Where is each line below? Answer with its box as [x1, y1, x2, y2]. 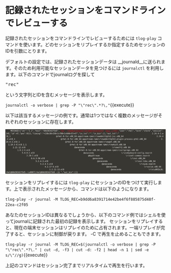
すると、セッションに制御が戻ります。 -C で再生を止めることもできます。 [9, 231, 164, 237]
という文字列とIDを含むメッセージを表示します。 [5, 92, 108, 98]
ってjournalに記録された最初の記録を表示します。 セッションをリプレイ [5, 218, 154, 224]
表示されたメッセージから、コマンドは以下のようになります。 [22, 186, 152, 192]
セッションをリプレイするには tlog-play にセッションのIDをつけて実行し [5, 179, 158, 186]
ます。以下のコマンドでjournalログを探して [5, 71, 95, 77]
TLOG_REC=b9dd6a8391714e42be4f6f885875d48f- [60, 197, 156, 202]
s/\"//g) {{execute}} [5, 252, 48, 258]
